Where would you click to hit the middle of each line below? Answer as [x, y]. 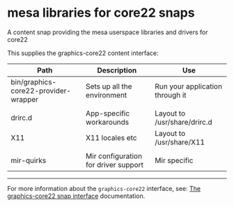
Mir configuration [114, 156]
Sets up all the [109, 86]
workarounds [108, 122]
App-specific [108, 113]
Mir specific [174, 160]
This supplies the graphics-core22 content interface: [83, 53]
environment [107, 95]
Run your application [189, 86]
